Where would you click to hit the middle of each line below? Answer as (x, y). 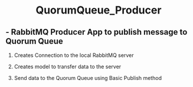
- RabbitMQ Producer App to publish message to (97, 32)
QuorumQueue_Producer (99, 10)
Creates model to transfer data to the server (68, 66)
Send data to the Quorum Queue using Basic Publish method (88, 78)
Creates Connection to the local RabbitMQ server (74, 55)
